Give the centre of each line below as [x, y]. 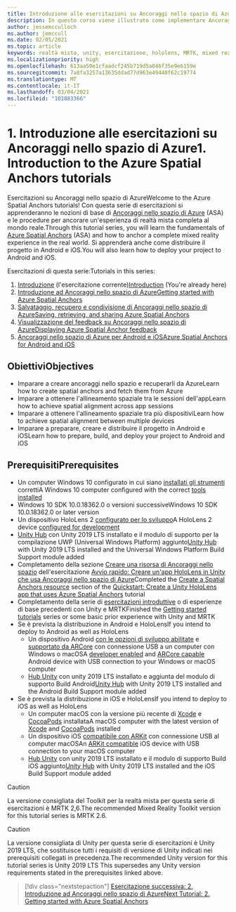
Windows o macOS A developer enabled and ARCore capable [116, 653]
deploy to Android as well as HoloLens [73, 631]
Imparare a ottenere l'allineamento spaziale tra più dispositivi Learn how [121, 413]
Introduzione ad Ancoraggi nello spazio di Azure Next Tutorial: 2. [117, 894]
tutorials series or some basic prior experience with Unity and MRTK [116, 616]
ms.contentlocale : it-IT [44, 86]
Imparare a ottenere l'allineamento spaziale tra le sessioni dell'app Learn [122, 398]
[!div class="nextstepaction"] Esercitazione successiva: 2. [109, 886]
